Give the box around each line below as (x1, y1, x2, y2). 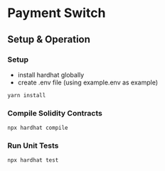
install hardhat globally (17, 70, 85, 79)
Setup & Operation (7, 33, 91, 45)
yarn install (7, 92, 46, 99)
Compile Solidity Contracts (7, 108, 103, 118)
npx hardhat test (7, 157, 59, 164)
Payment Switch (7, 5, 106, 21)
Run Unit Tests (7, 140, 59, 150)
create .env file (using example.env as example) (17, 78, 159, 87)
